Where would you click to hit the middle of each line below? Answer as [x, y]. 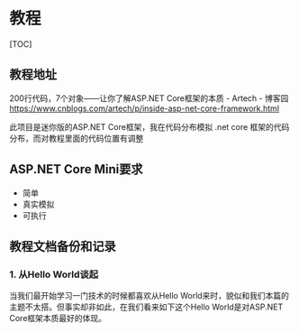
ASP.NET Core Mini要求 [76, 169]
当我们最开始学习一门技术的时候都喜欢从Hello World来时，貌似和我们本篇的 [149, 296]
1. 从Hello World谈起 [54, 274]
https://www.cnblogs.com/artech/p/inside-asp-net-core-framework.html [145, 108]
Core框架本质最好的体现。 [58, 318]
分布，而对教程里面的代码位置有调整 [77, 138]
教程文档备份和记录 [63, 246]
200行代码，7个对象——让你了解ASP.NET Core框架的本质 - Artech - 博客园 [149, 98]
